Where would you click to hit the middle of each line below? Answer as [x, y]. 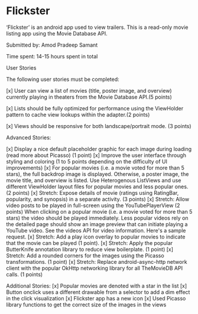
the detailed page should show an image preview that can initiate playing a [97, 224]
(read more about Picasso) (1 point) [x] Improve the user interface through [96, 155]
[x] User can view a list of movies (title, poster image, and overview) [89, 90]
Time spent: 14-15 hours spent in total [52, 56]
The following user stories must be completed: [63, 79]
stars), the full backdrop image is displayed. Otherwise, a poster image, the [98, 174]
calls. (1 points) [25, 274]
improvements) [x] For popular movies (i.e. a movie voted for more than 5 [95, 168]
